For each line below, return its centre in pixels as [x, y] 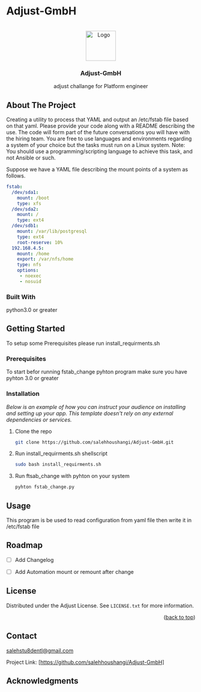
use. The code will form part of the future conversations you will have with [98, 133]
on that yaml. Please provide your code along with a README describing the [100, 126]
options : [28, 270]
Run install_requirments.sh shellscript [61, 453]
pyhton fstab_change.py [45, 487]
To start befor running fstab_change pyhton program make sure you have [97, 372]
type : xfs [29, 203]
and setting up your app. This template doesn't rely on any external [90, 413]
